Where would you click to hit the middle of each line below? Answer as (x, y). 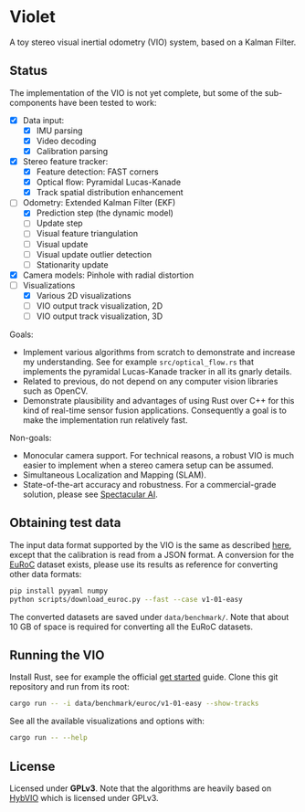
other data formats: (46, 574)
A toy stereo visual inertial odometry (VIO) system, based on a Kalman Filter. (153, 42)
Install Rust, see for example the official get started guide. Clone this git (144, 677)
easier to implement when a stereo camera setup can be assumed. (148, 465)
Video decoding (66, 141)
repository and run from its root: (69, 687)
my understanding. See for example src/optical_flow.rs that (138, 362)
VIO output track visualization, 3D (100, 316)
